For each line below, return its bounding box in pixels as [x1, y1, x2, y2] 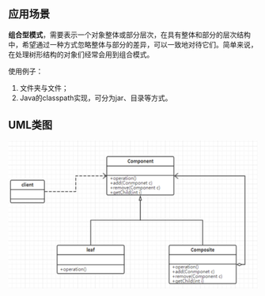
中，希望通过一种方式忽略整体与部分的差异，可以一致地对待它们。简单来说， [8, 39, 258, 49]
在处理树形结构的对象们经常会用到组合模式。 [8, 50, 154, 59]
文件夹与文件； [19, 83, 69, 92]
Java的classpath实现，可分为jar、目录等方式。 [19, 93, 172, 103]
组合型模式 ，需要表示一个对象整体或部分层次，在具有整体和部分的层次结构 [8, 30, 251, 39]
